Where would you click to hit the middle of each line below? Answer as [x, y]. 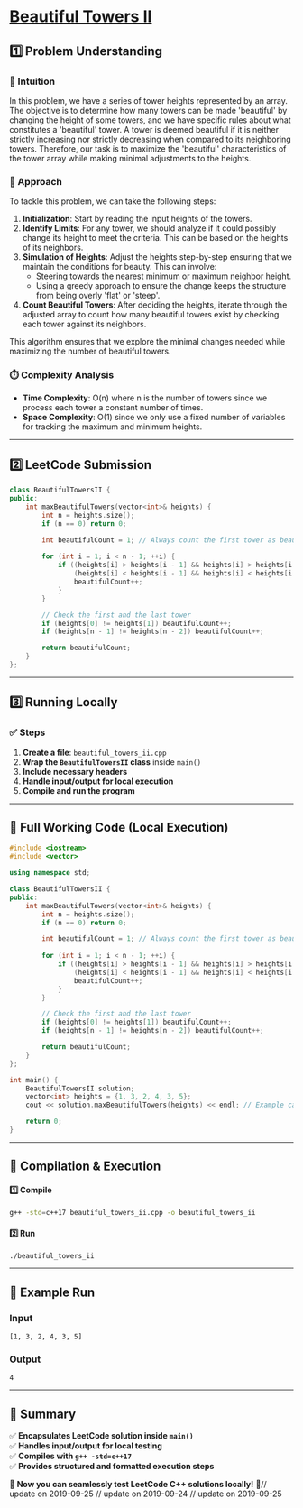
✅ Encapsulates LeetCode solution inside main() [101, 1436]
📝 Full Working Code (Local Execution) [119, 827]
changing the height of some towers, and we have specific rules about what [150, 120]
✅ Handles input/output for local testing [86, 1446]
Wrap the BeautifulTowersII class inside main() [112, 762]
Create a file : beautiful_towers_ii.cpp [94, 752]
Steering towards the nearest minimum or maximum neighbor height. [164, 276]
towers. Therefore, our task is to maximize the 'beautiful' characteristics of [148, 148]
